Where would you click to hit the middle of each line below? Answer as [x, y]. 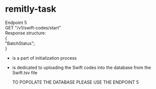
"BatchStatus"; [20, 43]
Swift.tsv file [25, 72]
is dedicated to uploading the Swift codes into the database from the [81, 67]
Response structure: [26, 33]
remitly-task [31, 9]
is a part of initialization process [44, 58]
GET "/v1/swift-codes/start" [33, 27]
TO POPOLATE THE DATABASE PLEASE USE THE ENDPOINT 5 [75, 82]
